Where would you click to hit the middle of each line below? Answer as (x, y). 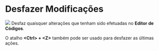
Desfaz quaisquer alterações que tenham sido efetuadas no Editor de (82, 23)
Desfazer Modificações (54, 9)
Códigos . (15, 28)
